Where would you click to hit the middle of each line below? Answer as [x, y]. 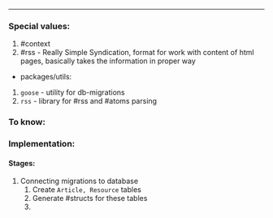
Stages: [22, 163]
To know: [27, 122]
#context [35, 44]
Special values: [39, 26]
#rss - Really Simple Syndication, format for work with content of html [137, 53]
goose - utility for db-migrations [72, 92]
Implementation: [42, 144]
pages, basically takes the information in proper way [108, 61]
